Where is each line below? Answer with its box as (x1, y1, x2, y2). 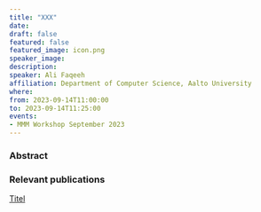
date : (9, 21, 29, 30)
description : (9, 63, 58, 72)
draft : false (9, 29, 58, 38)
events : (9, 112, 38, 121)
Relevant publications (9, 173, 106, 185)
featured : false (9, 37, 69, 47)
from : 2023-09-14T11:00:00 (9, 95, 109, 105)
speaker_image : (9, 54, 66, 63)
